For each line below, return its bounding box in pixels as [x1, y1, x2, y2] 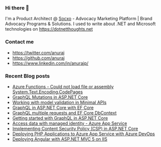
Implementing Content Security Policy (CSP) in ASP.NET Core [12, 125, 138, 131]
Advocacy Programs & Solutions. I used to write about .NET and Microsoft [5, 21, 156, 27]
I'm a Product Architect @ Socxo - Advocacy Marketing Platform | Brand [5, 16, 153, 22]
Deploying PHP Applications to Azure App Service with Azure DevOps [12, 131, 155, 137]
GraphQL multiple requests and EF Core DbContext [12, 110, 117, 115]
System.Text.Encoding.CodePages [12, 89, 83, 95]
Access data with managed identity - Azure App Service [12, 120, 127, 126]
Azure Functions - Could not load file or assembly [12, 83, 114, 89]
